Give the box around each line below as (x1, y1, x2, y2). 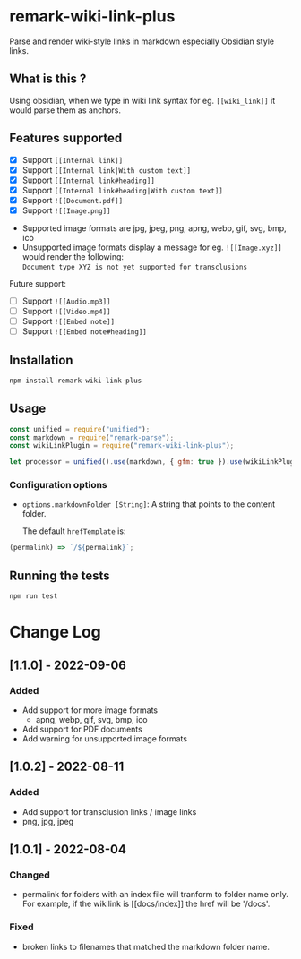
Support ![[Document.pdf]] (21, 194, 124, 205)
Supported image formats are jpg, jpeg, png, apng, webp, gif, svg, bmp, (21, 222, 287, 234)
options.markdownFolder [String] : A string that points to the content (21, 499, 276, 509)
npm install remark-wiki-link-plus (9, 376, 142, 385)
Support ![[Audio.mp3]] (21, 295, 111, 306)
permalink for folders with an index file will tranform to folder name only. (21, 889, 289, 900)
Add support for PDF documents (21, 724, 143, 734)
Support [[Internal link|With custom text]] (21, 164, 191, 176)
